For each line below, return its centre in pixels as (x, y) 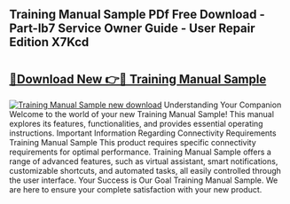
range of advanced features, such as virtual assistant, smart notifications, (144, 161)
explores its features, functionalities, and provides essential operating (136, 124)
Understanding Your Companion (223, 105)
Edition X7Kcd (49, 42)
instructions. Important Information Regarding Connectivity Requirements (143, 133)
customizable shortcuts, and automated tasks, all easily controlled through (145, 171)
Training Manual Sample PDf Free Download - (137, 15)
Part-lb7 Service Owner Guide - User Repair (132, 29)
